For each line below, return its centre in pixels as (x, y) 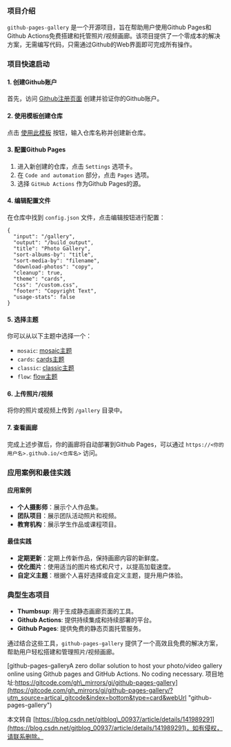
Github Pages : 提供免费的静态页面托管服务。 (81, 629)
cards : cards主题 (41, 359)
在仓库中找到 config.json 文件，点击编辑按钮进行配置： (86, 218)
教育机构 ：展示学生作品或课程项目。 (69, 524)
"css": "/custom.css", (46, 285)
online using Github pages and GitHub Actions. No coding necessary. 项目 (112, 674)
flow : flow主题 (37, 377)
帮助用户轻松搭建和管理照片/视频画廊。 (63, 652)
